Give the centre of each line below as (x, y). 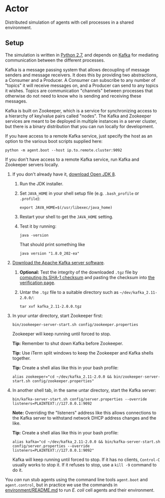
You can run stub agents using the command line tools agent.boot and (76, 479)
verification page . (37, 283)
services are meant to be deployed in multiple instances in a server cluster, (81, 121)
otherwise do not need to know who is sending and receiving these (73, 96)
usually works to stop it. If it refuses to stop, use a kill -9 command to (84, 464)
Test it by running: (38, 226)
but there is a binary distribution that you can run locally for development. (80, 126)
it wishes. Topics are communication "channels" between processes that (79, 90)
